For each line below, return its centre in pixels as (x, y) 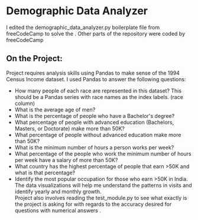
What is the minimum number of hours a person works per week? (94, 147)
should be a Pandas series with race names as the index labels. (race (99, 97)
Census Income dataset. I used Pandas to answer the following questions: (96, 79)
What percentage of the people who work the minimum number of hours (103, 154)
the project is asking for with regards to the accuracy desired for (93, 204)
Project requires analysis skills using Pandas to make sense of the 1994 (93, 73)
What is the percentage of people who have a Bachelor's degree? (95, 116)
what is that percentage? (45, 173)
